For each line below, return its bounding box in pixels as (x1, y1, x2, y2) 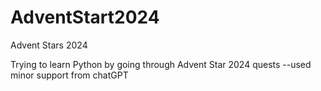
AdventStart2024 (10, 6, 160, 29)
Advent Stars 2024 (10, 39, 88, 51)
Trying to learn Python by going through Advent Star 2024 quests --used (10, 58, 312, 70)
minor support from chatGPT (10, 69, 129, 81)
